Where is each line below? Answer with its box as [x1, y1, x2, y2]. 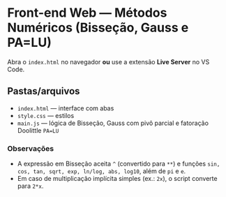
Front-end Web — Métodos [7, 5, 167, 21]
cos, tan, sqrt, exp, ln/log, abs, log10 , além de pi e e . [17, 167, 186, 175]
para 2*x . [17, 182, 44, 190]
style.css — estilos [17, 111, 75, 119]
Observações [7, 143, 54, 153]
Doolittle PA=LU [17, 126, 59, 134]
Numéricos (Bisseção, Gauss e [7, 20, 189, 36]
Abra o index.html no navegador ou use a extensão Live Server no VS [7, 57, 210, 66]
